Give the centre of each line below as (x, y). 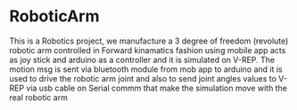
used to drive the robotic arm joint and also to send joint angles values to (143, 78)
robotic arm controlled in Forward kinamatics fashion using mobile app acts (148, 50)
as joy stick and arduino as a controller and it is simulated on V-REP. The (142, 59)
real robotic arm (39, 97)
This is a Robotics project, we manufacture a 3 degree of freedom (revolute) (149, 41)
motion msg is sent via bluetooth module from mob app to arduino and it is (146, 69)
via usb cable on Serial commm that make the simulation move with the (157, 88)
